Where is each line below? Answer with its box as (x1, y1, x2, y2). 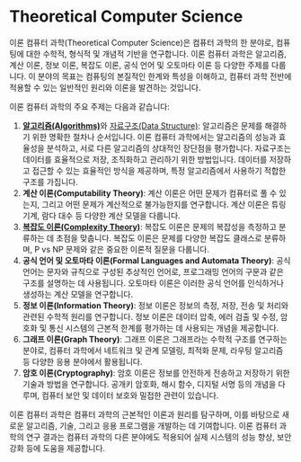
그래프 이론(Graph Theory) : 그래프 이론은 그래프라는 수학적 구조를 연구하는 (22, 333, 288, 344)
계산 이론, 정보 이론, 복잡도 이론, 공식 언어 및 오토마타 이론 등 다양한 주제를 (9, 59, 270, 70)
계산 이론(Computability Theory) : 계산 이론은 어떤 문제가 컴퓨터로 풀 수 (22, 187, 278, 199)
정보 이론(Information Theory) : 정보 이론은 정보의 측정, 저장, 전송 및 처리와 (22, 299, 289, 311)
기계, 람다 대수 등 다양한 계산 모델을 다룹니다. (22, 209, 181, 221)
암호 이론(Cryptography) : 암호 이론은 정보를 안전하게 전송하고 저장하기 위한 (22, 367, 290, 378)
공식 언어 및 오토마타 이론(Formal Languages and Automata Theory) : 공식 (22, 254, 291, 266)
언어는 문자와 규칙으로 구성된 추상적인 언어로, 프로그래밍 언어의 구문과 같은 (22, 266, 285, 277)
